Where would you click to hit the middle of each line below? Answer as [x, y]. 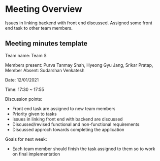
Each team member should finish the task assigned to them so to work [84, 149]
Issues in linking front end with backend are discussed [67, 119]
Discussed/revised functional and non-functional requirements [76, 124]
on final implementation [36, 154]
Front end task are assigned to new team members [64, 108]
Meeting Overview [44, 9]
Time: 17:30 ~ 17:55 [25, 89]
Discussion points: [24, 99]
